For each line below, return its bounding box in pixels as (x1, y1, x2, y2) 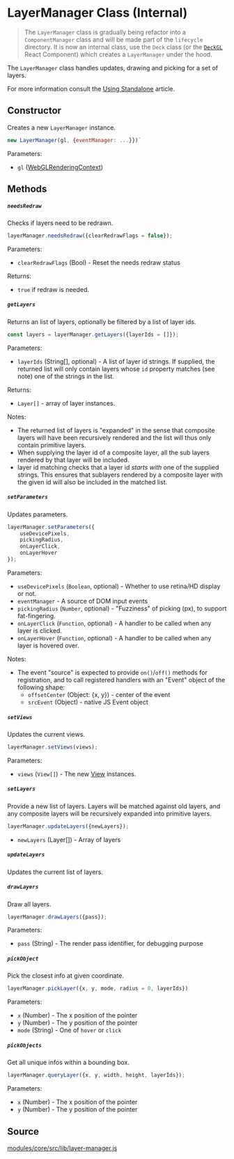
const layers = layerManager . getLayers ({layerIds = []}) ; (7, 331, 179, 338)
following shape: (17, 683, 65, 691)
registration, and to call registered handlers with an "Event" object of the (17, 675, 226, 684)
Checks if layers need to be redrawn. (7, 218, 114, 227)
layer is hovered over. (17, 641, 79, 650)
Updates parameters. (7, 510, 68, 519)
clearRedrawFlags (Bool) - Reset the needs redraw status (17, 258, 181, 266)
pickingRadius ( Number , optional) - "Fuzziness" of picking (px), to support (17, 604, 227, 613)
